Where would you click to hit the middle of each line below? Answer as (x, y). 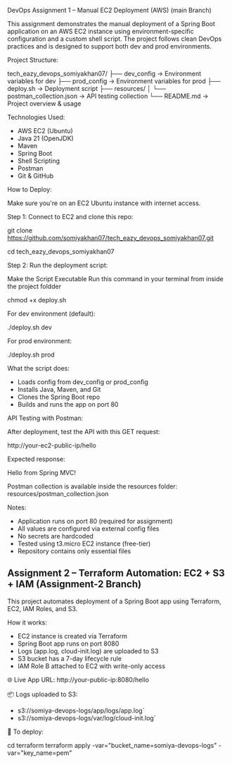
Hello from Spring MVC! (41, 473)
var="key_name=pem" (40, 753)
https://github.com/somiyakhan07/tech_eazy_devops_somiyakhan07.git (111, 238)
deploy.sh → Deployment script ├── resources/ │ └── (87, 88)
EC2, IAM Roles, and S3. (43, 608)
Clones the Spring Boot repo (59, 397)
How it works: (27, 622)
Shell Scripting (39, 161)
